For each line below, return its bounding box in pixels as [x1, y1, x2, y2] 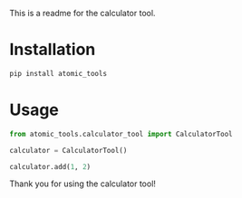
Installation [9, 40, 96, 60]
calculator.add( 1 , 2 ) [9, 162, 92, 171]
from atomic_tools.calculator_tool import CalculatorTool [9, 129, 233, 138]
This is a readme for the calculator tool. [9, 8, 156, 18]
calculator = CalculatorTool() [9, 146, 128, 155]
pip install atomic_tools [9, 69, 107, 78]
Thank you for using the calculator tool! [9, 178, 157, 189]
